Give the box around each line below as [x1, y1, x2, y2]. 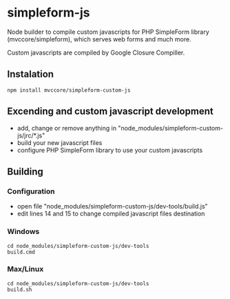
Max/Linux [7, 264, 44, 274]
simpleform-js [7, 5, 90, 21]
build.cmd [7, 249, 36, 255]
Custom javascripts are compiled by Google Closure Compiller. [7, 48, 185, 57]
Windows [7, 226, 40, 236]
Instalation [7, 68, 54, 80]
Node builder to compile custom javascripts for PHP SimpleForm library [7, 28, 210, 36]
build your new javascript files [17, 138, 103, 146]
